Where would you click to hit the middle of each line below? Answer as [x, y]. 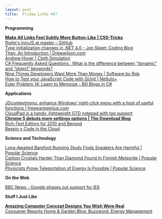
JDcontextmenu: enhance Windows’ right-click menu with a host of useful [79, 103]
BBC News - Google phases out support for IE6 [52, 187]
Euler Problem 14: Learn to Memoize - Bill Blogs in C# [59, 84]
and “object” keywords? [29, 68]
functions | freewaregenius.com [37, 108]
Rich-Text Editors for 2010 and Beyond [44, 123]
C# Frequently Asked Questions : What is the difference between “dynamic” [81, 63]
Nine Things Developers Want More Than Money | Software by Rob [72, 73]
